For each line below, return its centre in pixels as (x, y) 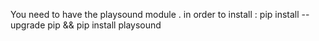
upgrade (28, 25)
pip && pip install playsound (104, 25)
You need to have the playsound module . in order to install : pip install (155, 14)
